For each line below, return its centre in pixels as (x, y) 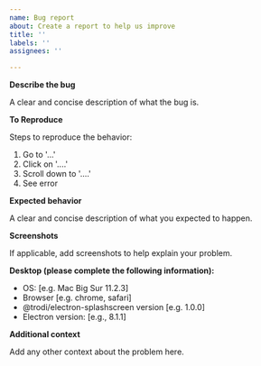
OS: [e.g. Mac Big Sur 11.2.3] (75, 288)
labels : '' (30, 43)
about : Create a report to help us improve (93, 26)
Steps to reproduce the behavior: (71, 137)
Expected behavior (46, 201)
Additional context (45, 334)
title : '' (28, 34)
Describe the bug (42, 85)
